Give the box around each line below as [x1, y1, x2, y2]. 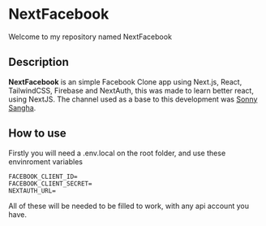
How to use [8, 127, 66, 141]
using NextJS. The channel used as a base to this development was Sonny [8, 94, 258, 104]
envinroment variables [8, 156, 84, 167]
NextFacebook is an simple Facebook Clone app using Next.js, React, [8, 76, 242, 86]
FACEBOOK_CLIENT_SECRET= [8, 180, 92, 188]
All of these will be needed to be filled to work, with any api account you [8, 201, 250, 211]
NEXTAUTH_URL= [8, 186, 57, 195]
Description [8, 55, 69, 69]
